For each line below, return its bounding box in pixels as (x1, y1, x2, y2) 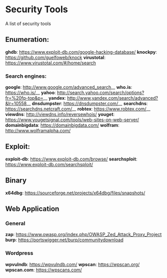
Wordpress (5, 249, 34, 257)
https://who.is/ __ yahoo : (5, 89, 56, 96)
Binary (5, 176, 27, 185)
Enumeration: (5, 35, 49, 44)
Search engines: (5, 73, 47, 80)
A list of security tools (5, 20, 51, 27)
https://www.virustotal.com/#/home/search (5, 60, 96, 66)
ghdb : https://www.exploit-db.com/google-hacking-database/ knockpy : (5, 49, 157, 55)
